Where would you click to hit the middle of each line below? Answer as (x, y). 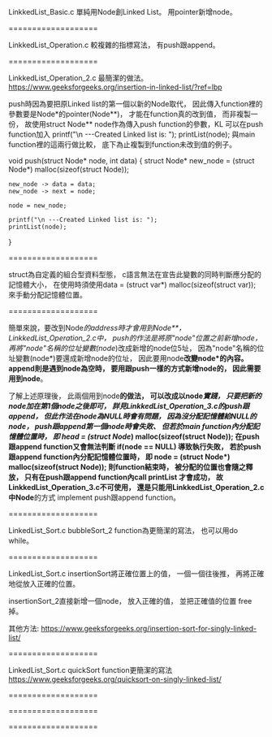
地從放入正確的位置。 (44, 584)
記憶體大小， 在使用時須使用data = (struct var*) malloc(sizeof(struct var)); (132, 284)
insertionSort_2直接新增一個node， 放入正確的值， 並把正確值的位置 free (130, 601)
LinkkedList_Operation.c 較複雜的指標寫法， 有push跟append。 (114, 45)
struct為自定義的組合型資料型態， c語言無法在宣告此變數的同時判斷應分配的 (135, 274)
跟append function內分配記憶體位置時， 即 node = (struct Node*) (119, 457)
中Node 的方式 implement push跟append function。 (95, 497)
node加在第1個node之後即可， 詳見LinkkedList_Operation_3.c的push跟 (129, 406)
